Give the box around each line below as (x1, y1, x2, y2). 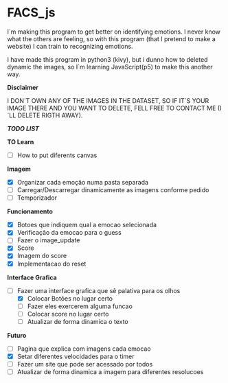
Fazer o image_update (16, 236, 80, 244)
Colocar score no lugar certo (27, 310, 109, 318)
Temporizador (16, 194, 57, 202)
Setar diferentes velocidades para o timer (16, 352, 135, 360)
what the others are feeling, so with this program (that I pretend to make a (7, 34, 216, 43)
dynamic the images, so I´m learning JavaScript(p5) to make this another (7, 62, 213, 71)
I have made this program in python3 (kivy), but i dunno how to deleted (7, 55, 208, 63)
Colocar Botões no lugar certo (27, 294, 113, 303)
